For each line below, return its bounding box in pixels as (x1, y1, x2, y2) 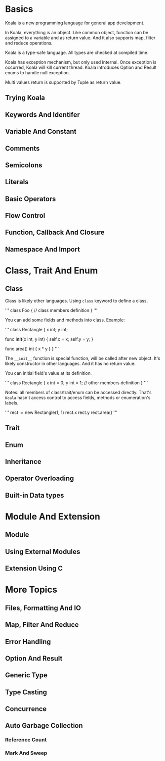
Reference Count (5, 736, 47, 743)
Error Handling (5, 637, 51, 646)
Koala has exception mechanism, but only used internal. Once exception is (5, 59, 157, 65)
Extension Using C (5, 564, 63, 573)
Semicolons (5, 161, 42, 169)
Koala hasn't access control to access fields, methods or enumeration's (5, 395, 151, 401)
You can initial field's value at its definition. (5, 370, 92, 376)
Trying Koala (5, 94, 45, 102)
